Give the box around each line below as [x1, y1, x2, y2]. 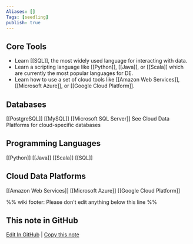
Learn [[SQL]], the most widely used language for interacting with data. [14, 57, 188, 64]
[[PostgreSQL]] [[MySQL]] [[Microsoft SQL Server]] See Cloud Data [6, 115, 169, 122]
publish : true [6, 19, 41, 25]
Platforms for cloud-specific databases [6, 122, 101, 128]
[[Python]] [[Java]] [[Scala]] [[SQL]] [6, 154, 93, 161]
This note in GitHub [6, 216, 78, 226]
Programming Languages [6, 138, 101, 148]
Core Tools [6, 41, 47, 51]
